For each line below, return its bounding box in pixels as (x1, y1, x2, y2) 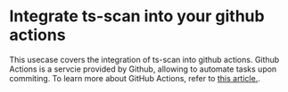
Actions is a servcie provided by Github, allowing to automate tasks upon (9, 64, 277, 74)
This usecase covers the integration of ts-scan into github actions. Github (9, 54, 280, 65)
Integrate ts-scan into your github (9, 6, 265, 27)
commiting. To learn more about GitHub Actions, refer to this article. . (9, 73, 260, 83)
